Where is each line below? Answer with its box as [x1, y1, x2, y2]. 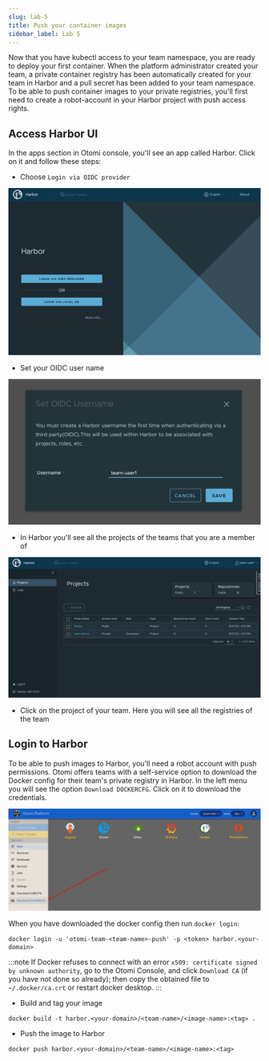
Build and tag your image [19, 999, 102, 1008]
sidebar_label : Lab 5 [8, 30, 81, 38]
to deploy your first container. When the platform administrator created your [8, 61, 259, 71]
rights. [8, 104, 30, 114]
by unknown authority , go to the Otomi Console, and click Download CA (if [8, 966, 248, 975]
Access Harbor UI [8, 126, 98, 140]
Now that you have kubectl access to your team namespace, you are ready [8, 53, 256, 62]
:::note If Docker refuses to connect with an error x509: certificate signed [8, 957, 258, 967]
